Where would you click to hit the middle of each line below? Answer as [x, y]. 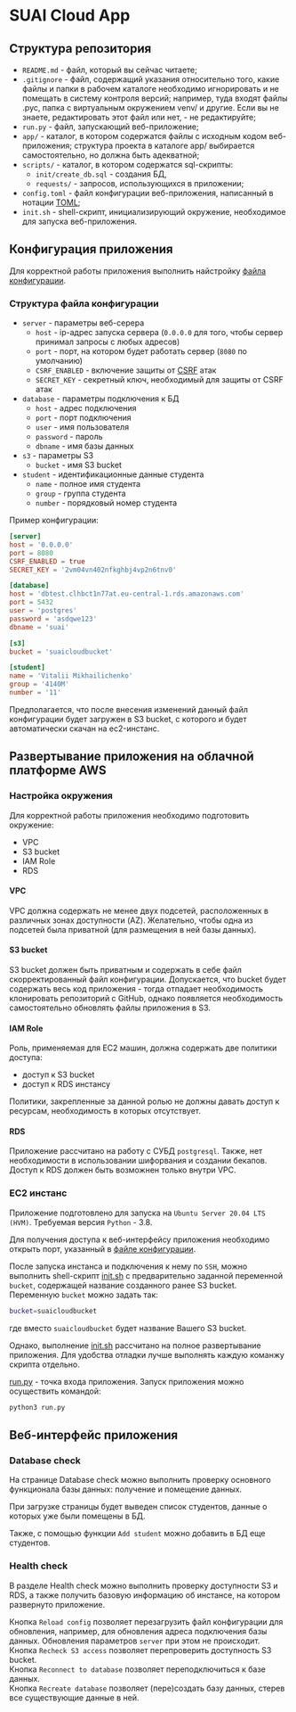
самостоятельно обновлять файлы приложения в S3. [110, 1008]
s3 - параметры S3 [58, 456]
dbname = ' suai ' [39, 627]
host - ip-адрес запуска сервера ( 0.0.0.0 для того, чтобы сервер [159, 333]
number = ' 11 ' [36, 693]
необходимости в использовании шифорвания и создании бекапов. [138, 1161]
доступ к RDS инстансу [66, 1084]
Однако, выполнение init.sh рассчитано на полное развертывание [135, 1345]
